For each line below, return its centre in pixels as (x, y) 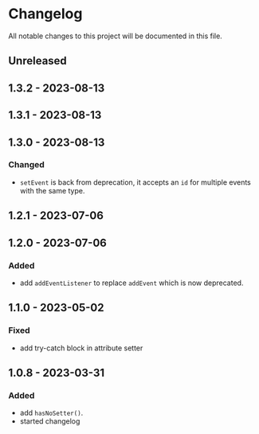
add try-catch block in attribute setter (81, 348)
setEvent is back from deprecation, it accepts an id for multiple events (135, 182)
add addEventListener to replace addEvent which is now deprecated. (131, 283)
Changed (27, 165)
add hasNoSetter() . (51, 413)
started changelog (50, 421)
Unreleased (38, 61)
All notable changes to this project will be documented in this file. (116, 36)
